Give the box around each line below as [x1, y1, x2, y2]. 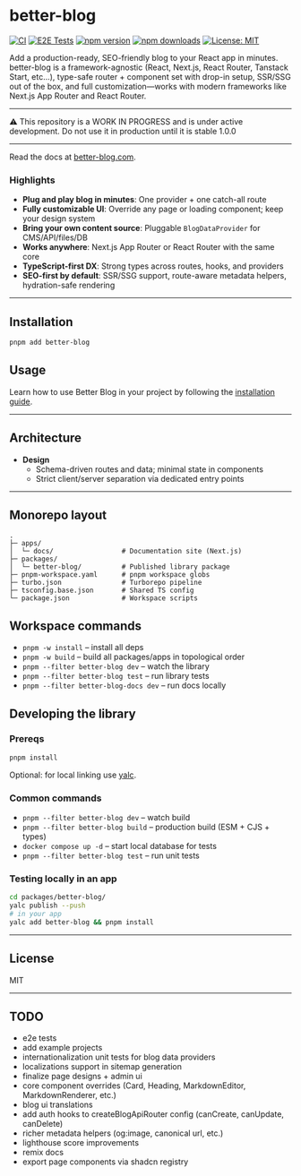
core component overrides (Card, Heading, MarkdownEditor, [21, 1080, 246, 1091]
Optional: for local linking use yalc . [9, 769, 137, 780]
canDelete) [21, 1119, 64, 1129]
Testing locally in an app [9, 872, 118, 885]
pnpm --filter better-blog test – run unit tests [21, 850, 200, 861]
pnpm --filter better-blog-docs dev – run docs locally [21, 680, 227, 691]
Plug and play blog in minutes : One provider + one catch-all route [21, 194, 267, 205]
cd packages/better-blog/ [9, 893, 106, 902]
